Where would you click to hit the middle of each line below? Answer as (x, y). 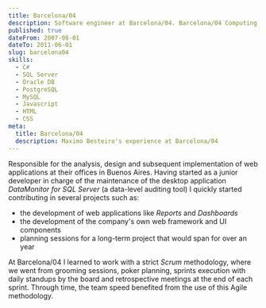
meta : (17, 126)
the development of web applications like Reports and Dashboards (129, 213)
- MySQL (28, 97)
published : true (35, 30)
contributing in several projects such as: (74, 197)
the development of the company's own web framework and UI (123, 221)
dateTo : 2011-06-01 (40, 45)
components (40, 229)
